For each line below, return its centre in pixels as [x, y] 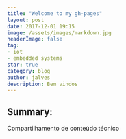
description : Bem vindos [42, 84]
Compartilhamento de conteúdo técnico [63, 129]
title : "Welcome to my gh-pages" [55, 13]
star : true [23, 65]
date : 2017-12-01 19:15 [41, 26]
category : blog [29, 71]
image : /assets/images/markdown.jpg [59, 33]
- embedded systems [35, 58]
